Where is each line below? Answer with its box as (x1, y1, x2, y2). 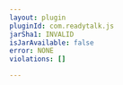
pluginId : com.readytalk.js (9, 21, 115, 30)
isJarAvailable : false (9, 38, 94, 47)
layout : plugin (9, 13, 66, 22)
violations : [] (9, 55, 66, 64)
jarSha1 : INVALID (9, 30, 75, 38)
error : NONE (9, 47, 54, 55)
